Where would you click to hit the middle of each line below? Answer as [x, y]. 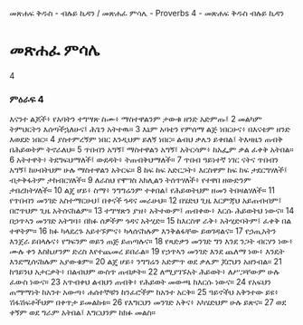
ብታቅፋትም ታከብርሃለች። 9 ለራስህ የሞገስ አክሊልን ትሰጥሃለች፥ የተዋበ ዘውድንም [130, 180]
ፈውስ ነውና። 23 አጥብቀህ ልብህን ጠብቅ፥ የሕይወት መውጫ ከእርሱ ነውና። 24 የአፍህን [140, 282]
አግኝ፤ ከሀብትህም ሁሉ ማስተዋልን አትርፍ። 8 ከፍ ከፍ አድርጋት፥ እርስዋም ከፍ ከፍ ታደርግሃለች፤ [148, 170]
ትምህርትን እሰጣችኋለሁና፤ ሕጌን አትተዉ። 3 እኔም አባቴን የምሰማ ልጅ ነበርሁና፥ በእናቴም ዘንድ [150, 129]
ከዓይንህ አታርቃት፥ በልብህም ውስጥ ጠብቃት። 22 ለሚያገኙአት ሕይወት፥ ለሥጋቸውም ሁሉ [145, 272]
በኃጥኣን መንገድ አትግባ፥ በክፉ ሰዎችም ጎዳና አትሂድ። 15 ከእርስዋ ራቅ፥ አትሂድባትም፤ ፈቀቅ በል [151, 221]
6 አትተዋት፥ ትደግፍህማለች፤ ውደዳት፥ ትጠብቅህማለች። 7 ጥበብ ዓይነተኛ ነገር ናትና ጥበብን [144, 160]
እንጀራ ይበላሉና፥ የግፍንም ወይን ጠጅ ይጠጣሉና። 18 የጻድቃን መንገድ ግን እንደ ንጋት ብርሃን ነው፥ [151, 241]
